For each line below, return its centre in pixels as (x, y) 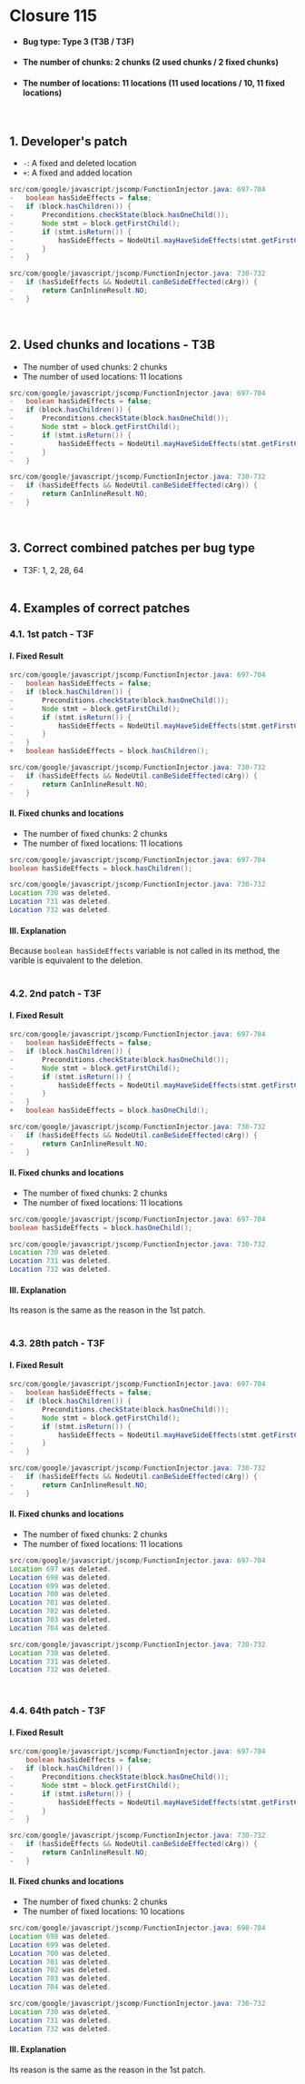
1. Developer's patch (69, 141)
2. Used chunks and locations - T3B (113, 345)
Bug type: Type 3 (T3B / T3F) (78, 41)
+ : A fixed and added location (77, 173)
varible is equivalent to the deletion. (76, 960)
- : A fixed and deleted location (79, 164)
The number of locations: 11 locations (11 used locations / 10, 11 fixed (154, 83)
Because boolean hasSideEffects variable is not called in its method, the (145, 951)
